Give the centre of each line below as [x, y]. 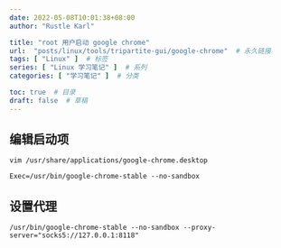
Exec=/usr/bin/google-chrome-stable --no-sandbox [105, 177]
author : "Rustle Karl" [52, 26]
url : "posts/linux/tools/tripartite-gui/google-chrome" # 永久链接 [140, 51]
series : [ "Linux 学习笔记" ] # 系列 [78, 68]
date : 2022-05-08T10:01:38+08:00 [72, 18]
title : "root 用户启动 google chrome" [80, 42]
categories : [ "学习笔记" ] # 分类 [74, 76]
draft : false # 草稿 [49, 100]
